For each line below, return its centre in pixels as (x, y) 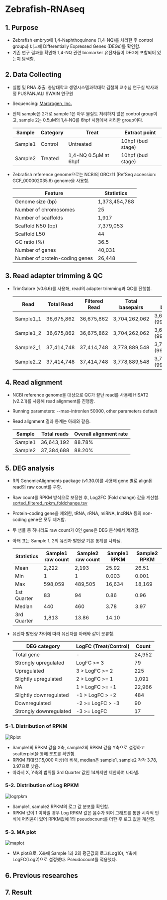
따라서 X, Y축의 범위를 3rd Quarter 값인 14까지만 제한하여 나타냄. (76, 772)
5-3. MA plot (21, 832)
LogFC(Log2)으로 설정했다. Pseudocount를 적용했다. (65, 860)
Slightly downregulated (42, 695)
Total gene (27, 655)
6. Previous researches (42, 875)
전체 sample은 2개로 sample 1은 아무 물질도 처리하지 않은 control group (83, 113)
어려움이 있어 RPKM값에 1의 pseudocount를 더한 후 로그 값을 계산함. (88, 819)
